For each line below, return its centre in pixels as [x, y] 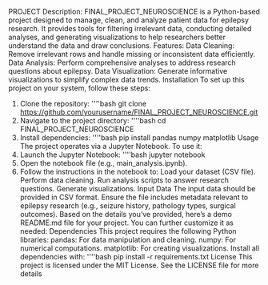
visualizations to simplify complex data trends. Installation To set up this [127, 80]
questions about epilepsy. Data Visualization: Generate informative [118, 71]
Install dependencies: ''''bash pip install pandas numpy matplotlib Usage [139, 138]
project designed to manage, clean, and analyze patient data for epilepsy [129, 20]
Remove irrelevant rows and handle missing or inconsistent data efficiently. [132, 54]
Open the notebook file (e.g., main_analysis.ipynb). [104, 163]
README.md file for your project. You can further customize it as [127, 223]
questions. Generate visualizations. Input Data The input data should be [138, 189]
